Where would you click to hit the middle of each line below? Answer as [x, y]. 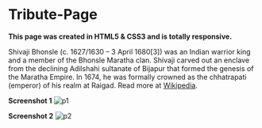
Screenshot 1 [30, 100]
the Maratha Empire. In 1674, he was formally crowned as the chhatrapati [127, 77]
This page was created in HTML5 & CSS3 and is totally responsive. [120, 36]
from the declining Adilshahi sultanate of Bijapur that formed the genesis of [131, 68]
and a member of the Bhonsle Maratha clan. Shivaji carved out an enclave [129, 60]
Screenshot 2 [31, 115]
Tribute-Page [53, 15]
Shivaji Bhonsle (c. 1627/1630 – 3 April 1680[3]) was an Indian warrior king [130, 51]
